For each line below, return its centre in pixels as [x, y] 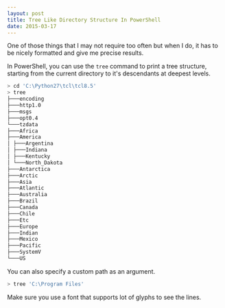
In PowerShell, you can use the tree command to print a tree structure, [107, 67]
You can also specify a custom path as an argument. [81, 271]
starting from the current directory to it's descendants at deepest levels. [109, 73]
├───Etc [18, 220]
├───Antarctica [29, 169]
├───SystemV [24, 252]
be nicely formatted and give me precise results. [75, 53]
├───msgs [20, 111]
